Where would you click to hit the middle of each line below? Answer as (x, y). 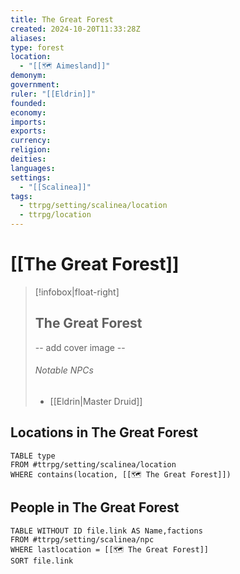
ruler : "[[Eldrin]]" (53, 94)
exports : (28, 131)
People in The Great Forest (95, 507)
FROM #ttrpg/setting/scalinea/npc (82, 539)
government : (35, 85)
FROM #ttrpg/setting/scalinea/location (93, 464)
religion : (31, 150)
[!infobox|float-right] (77, 292)
